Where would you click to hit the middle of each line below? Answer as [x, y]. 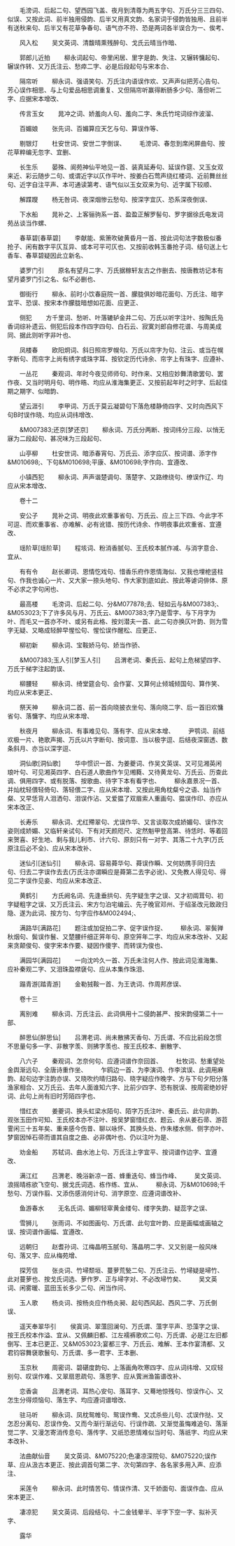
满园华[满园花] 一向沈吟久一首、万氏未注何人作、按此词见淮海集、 [121, 960]
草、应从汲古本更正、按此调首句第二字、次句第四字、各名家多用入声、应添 [114, 1465]
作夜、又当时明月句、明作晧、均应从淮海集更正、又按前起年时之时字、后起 [114, 382]
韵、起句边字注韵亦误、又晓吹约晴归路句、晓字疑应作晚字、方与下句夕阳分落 [117, 1078]
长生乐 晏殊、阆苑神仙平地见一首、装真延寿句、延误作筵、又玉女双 [121, 167]
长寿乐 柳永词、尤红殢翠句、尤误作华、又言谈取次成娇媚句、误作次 [121, 822]
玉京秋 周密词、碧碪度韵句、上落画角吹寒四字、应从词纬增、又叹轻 [121, 1367]
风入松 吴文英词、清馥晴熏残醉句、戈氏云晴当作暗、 [100, 43]
